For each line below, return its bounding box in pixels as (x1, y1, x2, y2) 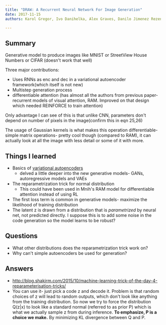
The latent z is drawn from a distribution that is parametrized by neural (12, 207, 157, 213)
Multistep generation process (12, 87, 73, 93)
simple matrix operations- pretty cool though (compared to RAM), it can (5, 132, 151, 138)
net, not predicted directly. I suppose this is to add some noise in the (12, 212, 152, 218)
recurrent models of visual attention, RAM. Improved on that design (12, 97, 149, 104)
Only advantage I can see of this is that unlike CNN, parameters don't (5, 112, 146, 119)
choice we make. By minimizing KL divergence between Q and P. (12, 314, 146, 320)
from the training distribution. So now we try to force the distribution (12, 298, 151, 304)
